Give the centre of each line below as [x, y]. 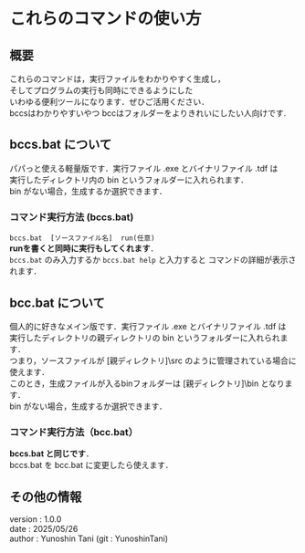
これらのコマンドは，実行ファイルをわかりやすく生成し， [117, 79]
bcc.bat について [57, 303]
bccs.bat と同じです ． [52, 454]
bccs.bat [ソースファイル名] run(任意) [82, 238]
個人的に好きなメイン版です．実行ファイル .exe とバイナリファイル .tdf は [148, 326]
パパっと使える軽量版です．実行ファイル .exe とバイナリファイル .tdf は [144, 168]
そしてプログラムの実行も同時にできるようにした [101, 90]
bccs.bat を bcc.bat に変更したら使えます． [91, 465]
